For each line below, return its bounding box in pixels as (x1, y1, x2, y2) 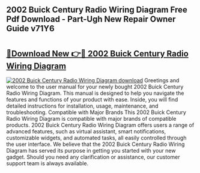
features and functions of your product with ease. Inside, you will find (6, 96, 178, 103)
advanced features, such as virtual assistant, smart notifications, (6, 128, 166, 135)
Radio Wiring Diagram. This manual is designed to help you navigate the (6, 90, 184, 97)
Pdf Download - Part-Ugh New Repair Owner (6, 14, 176, 25)
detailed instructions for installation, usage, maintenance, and (6, 102, 159, 109)
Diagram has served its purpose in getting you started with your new (6, 147, 176, 154)
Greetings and (144, 77, 180, 83)
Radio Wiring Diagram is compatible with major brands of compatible (6, 115, 177, 122)
